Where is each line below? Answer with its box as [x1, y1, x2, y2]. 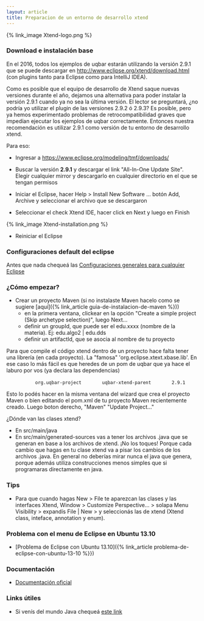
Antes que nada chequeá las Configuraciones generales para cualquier [6, 261, 185, 268]
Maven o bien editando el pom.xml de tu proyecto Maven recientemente [6, 397, 187, 404]
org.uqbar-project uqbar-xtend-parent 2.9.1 [35, 380, 186, 386]
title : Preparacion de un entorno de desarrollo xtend [6, 15, 149, 21]
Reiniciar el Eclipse [15, 232, 63, 239]
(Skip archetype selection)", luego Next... [24, 316, 128, 323]
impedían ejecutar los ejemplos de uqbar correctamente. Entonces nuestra [6, 117, 194, 125]
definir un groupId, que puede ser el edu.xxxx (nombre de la [24, 323, 175, 330]
